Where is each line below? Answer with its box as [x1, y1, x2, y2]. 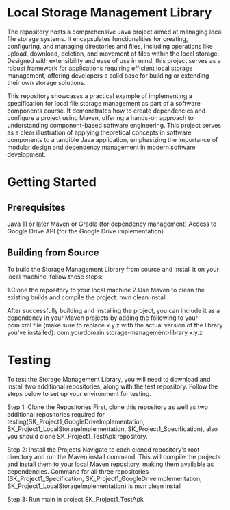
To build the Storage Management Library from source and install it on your [7, 265, 219, 273]
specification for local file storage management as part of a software [7, 99, 201, 107]
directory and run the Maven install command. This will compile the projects [7, 452, 221, 461]
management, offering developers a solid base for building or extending [7, 71, 209, 80]
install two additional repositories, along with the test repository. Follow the [7, 382, 218, 391]
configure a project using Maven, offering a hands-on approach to [7, 113, 194, 121]
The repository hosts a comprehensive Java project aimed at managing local [7, 27, 223, 36]
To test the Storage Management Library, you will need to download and [7, 375, 211, 383]
